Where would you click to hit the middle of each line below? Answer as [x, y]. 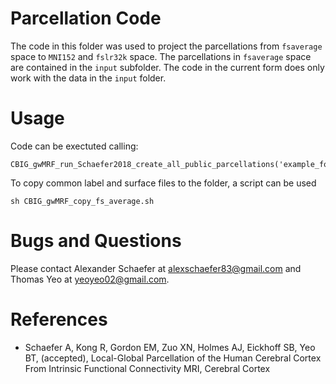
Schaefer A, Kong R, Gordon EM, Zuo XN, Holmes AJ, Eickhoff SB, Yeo [170, 347]
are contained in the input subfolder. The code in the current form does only [167, 67]
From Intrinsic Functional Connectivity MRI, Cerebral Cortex [147, 368]
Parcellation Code [86, 18]
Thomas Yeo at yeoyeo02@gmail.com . [90, 279]
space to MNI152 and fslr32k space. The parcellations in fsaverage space [161, 56]
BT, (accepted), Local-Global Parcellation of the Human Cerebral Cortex [173, 358]
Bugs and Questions [96, 241]
